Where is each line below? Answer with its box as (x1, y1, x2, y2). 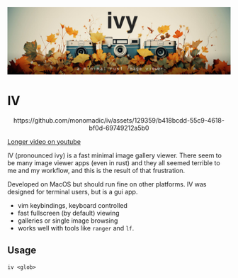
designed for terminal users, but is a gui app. (7, 187, 138, 196)
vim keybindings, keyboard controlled (17, 201, 127, 209)
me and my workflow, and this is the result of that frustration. (7, 166, 186, 174)
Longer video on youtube (7, 137, 81, 145)
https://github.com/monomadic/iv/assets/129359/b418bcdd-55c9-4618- (13, 116, 225, 124)
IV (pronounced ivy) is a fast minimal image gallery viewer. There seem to (7, 151, 222, 160)
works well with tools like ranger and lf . (17, 223, 135, 232)
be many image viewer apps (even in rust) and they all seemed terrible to (7, 158, 221, 167)
